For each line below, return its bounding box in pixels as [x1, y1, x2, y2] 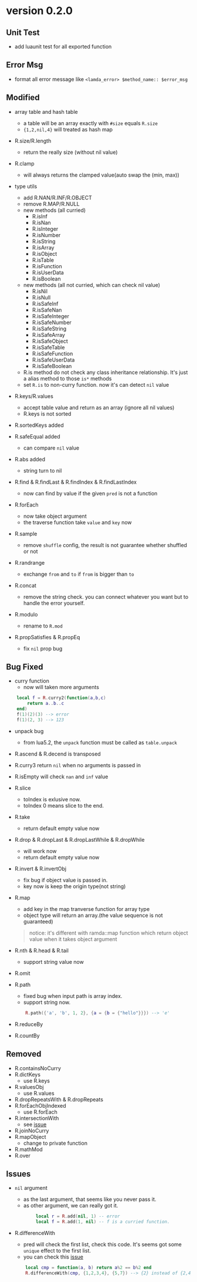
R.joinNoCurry [14, 1127, 49, 1134]
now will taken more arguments [23, 684, 100, 691]
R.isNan [32, 219, 51, 226]
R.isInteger [32, 225, 59, 232]
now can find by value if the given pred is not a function [23, 490, 158, 497]
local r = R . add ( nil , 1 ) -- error [36, 1213, 120, 1219]
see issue [23, 1121, 47, 1128]
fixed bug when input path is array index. [23, 992, 123, 999]
